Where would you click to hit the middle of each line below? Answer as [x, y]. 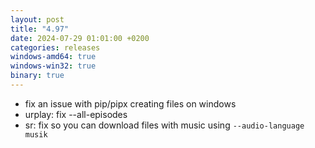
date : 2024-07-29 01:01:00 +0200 [80, 38]
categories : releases [55, 47]
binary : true [37, 76]
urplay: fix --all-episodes [76, 114]
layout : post [37, 19]
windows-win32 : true [53, 66]
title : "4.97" [40, 29]
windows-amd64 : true [53, 57]
